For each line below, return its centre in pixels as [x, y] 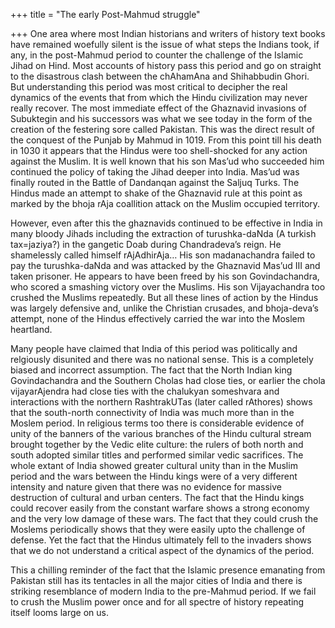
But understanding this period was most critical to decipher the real [149, 87]
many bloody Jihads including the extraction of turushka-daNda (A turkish [163, 233]
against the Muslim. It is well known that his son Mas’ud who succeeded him [167, 161]
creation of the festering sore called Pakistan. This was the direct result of [163, 129]
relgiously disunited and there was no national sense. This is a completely [162, 359]
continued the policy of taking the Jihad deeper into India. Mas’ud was [155, 172]
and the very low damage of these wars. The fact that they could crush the [164, 518]
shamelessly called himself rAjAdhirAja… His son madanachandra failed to [163, 255]
